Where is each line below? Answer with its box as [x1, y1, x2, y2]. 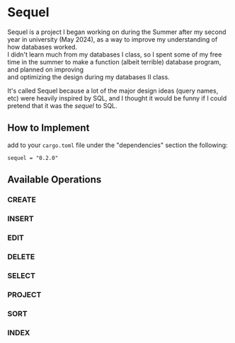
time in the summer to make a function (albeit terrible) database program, [7, 57, 222, 66]
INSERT [7, 214, 34, 223]
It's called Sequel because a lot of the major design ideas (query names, [7, 86, 219, 95]
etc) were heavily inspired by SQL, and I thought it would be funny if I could [7, 93, 227, 103]
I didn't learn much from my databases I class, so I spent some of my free [7, 50, 222, 59]
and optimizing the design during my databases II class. [7, 72, 170, 81]
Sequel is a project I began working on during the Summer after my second [7, 28, 227, 36]
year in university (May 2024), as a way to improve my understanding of [7, 35, 218, 43]
